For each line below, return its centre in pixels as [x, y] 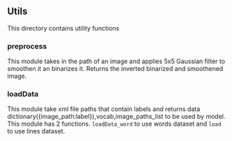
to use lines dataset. [36, 131]
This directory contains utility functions [63, 28]
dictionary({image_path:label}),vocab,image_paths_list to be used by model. [116, 117]
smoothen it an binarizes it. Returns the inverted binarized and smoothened [115, 69]
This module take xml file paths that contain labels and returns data [104, 109]
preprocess [27, 46]
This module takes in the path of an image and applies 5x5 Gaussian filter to [116, 61]
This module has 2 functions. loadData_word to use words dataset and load [114, 124]
